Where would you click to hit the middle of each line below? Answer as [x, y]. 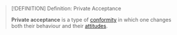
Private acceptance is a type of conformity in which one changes [91, 20]
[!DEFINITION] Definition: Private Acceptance [66, 8]
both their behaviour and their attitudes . [59, 26]
